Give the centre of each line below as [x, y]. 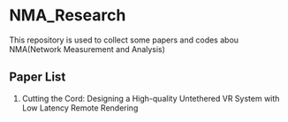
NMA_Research [68, 15]
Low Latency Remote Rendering [80, 108]
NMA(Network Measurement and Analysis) [87, 49]
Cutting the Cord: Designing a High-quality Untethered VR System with [151, 98]
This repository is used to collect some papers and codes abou [124, 40]
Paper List [38, 77]
